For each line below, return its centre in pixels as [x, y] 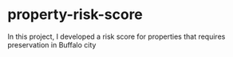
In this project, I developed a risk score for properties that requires [116, 36]
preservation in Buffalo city [52, 44]
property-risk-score [75, 15]
